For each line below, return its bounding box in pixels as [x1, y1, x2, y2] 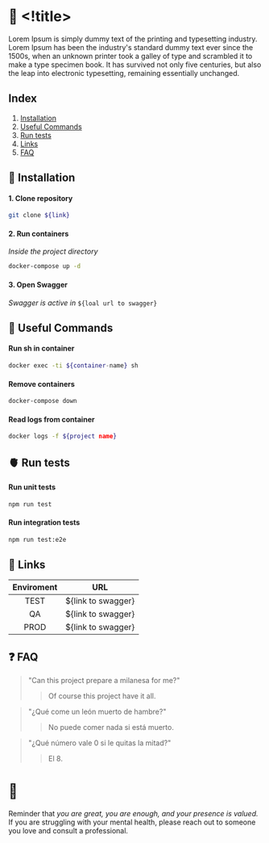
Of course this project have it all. [48, 691, 156, 701]
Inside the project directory [8, 246, 98, 257]
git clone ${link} [8, 212, 70, 220]
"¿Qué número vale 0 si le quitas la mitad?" [27, 738, 172, 748]
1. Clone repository [8, 193, 73, 203]
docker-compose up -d [8, 262, 81, 271]
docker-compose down [8, 397, 78, 405]
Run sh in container [8, 343, 75, 354]
